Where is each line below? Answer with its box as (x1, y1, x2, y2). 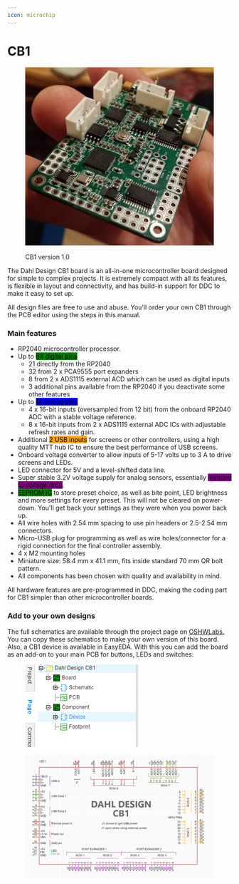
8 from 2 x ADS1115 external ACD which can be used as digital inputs (28, 375, 230, 384)
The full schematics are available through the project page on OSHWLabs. (7, 627, 225, 636)
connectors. (17, 526, 53, 535)
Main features (7, 328, 57, 338)
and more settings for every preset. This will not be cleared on (17, 496, 201, 505)
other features (28, 390, 70, 399)
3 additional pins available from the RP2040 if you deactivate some (28, 382, 225, 391)
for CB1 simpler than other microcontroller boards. (7, 593, 154, 602)
